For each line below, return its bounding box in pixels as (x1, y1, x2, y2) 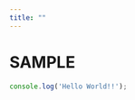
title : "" (9, 13, 47, 23)
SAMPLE (9, 51, 75, 72)
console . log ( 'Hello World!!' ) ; (9, 82, 128, 91)
